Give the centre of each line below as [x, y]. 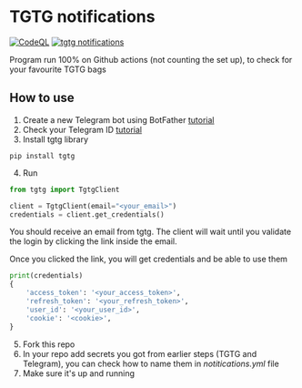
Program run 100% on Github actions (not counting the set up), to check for [151, 59]
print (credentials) [46, 276]
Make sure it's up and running [78, 373]
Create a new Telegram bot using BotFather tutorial [118, 119]
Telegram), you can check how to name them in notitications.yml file [151, 363]
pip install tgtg [42, 156]
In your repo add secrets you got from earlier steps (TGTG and [140, 353]
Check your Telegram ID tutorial [82, 129]
